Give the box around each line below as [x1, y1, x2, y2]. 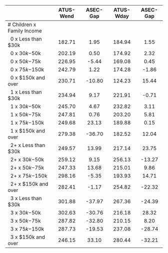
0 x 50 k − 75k [10, 58, 41, 64]
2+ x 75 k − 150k [10, 172, 47, 179]
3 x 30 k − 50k [10, 209, 41, 216]
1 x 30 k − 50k [10, 103, 41, 109]
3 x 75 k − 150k [10, 225, 44, 232]
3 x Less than [10, 195, 42, 201]
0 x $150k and [10, 74, 45, 81]
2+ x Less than [10, 142, 45, 148]
